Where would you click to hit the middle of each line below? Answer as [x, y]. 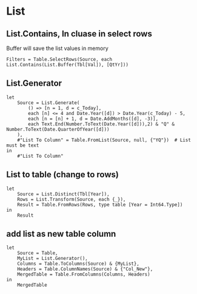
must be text [23, 145]
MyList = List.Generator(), [52, 259]
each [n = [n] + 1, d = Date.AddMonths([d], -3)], [93, 119]
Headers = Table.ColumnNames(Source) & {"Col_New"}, [85, 269]
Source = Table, [38, 253]
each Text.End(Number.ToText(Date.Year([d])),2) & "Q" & [101, 124]
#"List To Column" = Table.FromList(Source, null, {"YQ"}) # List [104, 140]
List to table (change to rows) [63, 175]
